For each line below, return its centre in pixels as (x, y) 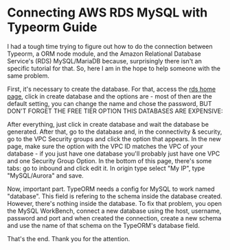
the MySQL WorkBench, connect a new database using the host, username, (114, 211)
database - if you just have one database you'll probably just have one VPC (114, 154)
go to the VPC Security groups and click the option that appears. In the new (114, 138)
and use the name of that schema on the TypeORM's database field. (104, 225)
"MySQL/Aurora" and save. (45, 175)
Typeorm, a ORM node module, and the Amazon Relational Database (104, 54)
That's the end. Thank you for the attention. (69, 238)
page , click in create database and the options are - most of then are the (110, 96)
